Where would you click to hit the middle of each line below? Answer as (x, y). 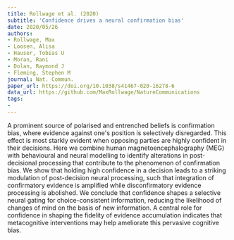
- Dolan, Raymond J (36, 66)
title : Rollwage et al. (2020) (53, 14)
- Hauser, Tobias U (36, 53)
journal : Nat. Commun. (41, 79)
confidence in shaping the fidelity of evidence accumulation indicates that (115, 215)
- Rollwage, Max (31, 40)
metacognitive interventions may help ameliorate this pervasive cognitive (113, 222)
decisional (22, 163)
